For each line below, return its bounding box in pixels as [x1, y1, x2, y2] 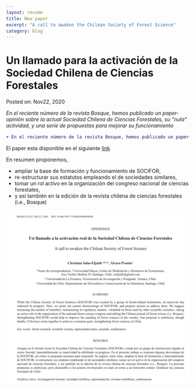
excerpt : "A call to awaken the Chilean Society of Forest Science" [6, 22, 176, 28]
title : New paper [6, 15, 48, 22]
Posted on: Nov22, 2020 [6, 98, 65, 105]
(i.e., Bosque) [14, 199, 47, 206]
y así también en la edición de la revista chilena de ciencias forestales [14, 192, 183, 199]
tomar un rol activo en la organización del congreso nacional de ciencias [14, 180, 189, 187]
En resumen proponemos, [6, 156, 68, 164]
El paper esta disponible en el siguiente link [6, 145, 110, 152]
